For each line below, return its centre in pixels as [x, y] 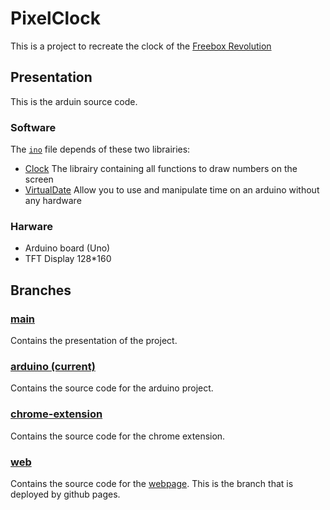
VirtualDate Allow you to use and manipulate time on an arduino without [172, 190]
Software [33, 127]
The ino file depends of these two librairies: [100, 149]
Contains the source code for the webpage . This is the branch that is [152, 483]
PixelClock [55, 18]
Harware [31, 226]
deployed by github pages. [65, 494]
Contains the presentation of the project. [94, 341]
